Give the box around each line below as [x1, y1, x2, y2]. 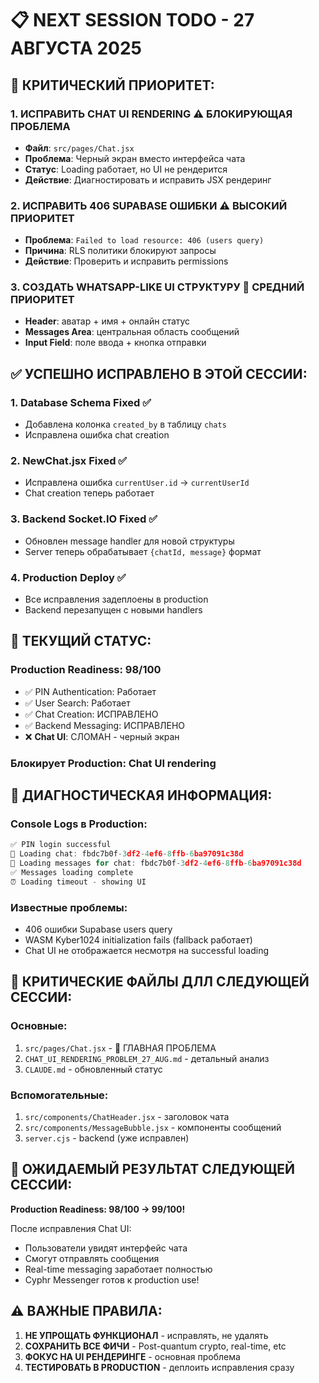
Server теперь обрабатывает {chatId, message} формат [24, 545, 262, 557]
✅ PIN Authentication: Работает [24, 685, 157, 697]
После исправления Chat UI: [10, 1222, 132, 1234]
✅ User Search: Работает [24, 697, 131, 709]
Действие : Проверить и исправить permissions [24, 255, 229, 267]
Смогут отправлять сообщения [24, 1252, 160, 1264]
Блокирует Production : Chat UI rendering [10, 756, 217, 770]
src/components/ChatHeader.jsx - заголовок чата [24, 1111, 230, 1122]
